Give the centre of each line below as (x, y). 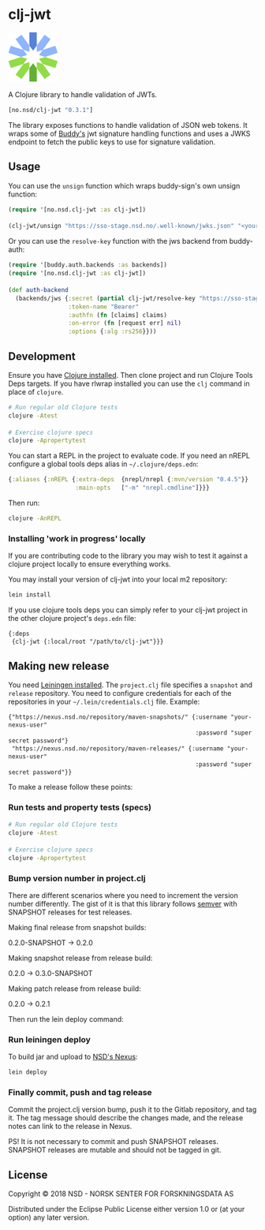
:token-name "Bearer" (104, 307)
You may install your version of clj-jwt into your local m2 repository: (118, 579)
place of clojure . (36, 391)
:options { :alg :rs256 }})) (112, 332)
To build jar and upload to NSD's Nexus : (73, 1057)
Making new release (59, 665)
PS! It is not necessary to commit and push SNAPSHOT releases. (114, 1142)
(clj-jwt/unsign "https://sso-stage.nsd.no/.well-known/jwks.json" (121, 226)
